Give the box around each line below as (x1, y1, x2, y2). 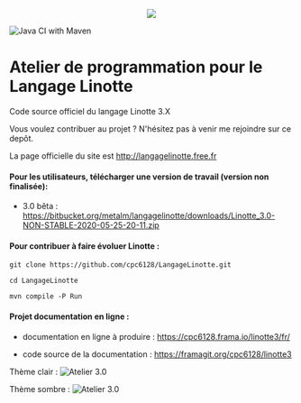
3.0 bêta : (22, 201, 59, 212)
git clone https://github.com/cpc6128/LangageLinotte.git (9, 261, 232, 270)
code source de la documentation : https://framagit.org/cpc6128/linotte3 (22, 348, 293, 360)
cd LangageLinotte (9, 276, 78, 286)
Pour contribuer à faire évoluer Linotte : (9, 240, 160, 252)
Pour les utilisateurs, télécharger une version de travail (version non (9, 171, 269, 182)
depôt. (9, 133, 34, 143)
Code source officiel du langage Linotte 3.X (9, 105, 171, 116)
